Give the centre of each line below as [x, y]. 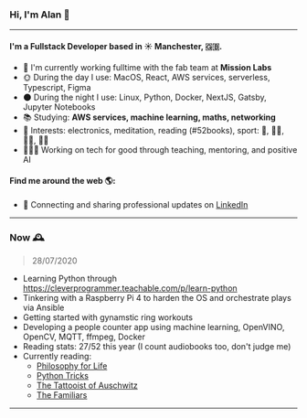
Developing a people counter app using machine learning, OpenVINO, [153, 327]
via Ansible [43, 307]
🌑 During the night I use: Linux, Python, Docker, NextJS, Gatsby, [144, 97]
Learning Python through [69, 279]
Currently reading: [57, 356]
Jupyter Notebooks [59, 107]
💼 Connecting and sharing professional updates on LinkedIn [135, 204]
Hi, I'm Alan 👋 [40, 15]
